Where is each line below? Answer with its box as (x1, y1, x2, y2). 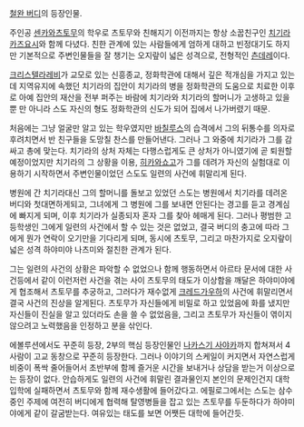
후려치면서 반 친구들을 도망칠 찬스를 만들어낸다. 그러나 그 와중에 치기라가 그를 (9, 134, 283, 144)
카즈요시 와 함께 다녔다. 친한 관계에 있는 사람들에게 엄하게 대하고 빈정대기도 (9, 39, 274, 49)
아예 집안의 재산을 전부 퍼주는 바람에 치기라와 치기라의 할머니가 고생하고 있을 (18, 92, 290, 103)
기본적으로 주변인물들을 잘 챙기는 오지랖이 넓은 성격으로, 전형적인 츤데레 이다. (18, 50, 290, 61)
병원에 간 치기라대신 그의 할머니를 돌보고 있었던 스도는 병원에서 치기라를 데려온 (9, 187, 289, 198)
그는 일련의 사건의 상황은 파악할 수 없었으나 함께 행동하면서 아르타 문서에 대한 (9, 263, 283, 274)
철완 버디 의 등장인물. (9, 8, 83, 18)
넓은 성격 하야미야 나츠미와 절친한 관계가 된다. (9, 244, 172, 254)
